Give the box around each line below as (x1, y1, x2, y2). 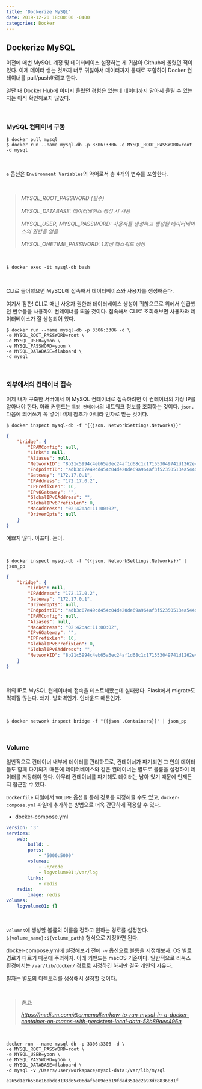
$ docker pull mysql (6, 137, 58, 143)
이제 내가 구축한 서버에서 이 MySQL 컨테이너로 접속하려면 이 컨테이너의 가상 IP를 (6, 395, 196, 403)
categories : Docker (6, 20, 55, 26)
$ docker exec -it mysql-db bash (6, 265, 90, 271)
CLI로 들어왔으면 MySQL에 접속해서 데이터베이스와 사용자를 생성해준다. (6, 287, 174, 295)
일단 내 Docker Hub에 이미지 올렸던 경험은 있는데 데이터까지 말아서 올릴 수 (6, 87, 182, 94)
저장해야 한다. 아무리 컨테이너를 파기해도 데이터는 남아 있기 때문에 (22, 773, 176, 780)
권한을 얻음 (32, 228, 58, 235)
